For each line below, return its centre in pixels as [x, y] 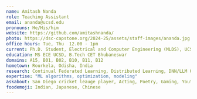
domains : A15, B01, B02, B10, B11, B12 [55, 60]
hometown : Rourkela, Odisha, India [50, 66]
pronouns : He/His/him [33, 28]
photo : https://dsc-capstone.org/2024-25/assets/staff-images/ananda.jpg [98, 38]
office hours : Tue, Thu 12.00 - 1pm [52, 44]
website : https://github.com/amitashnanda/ [60, 33]
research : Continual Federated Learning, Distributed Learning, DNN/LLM [97, 71]
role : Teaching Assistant [38, 17]
